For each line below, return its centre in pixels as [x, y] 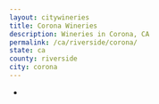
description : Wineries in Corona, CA [79, 34]
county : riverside [43, 59]
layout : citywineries [50, 17]
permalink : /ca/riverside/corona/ [74, 42]
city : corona [33, 68]
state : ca [28, 51]
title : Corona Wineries [54, 26]
